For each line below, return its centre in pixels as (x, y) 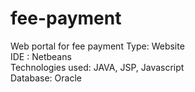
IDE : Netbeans (41, 56)
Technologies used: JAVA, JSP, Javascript (97, 67)
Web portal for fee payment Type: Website (97, 46)
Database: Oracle (46, 78)
